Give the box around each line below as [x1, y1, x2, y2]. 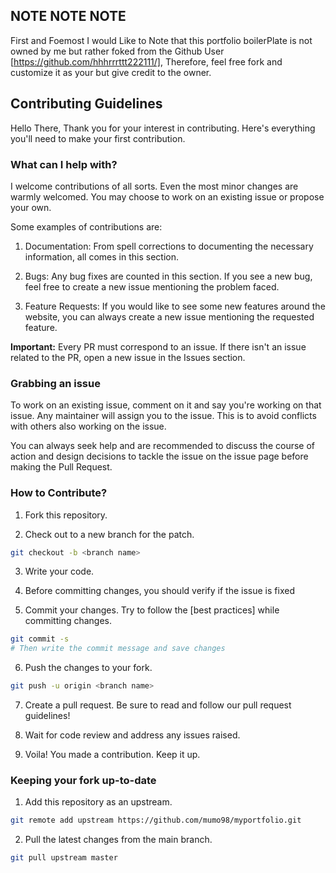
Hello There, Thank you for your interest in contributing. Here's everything [10, 122, 316, 134]
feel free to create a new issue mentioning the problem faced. [24, 280, 280, 293]
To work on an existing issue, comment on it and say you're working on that [10, 399, 322, 411]
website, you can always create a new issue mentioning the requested [24, 310, 315, 323]
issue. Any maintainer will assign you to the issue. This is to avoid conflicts [10, 410, 317, 422]
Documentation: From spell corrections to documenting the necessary [24, 240, 314, 252]
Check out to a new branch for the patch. [24, 528, 195, 540]
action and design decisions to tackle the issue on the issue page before [10, 450, 309, 463]
